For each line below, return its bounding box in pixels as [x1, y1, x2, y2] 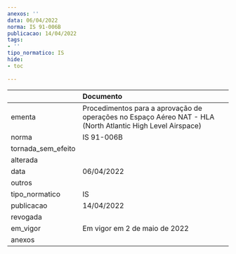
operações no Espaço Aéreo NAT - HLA [82, 112, 215, 121]
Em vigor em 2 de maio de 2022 [82, 223, 190, 233]
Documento [82, 91, 123, 101]
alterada [11, 155, 39, 165]
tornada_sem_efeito [11, 143, 76, 153]
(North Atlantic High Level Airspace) [82, 121, 202, 131]
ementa [11, 112, 37, 121]
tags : [7, 36, 23, 44]
